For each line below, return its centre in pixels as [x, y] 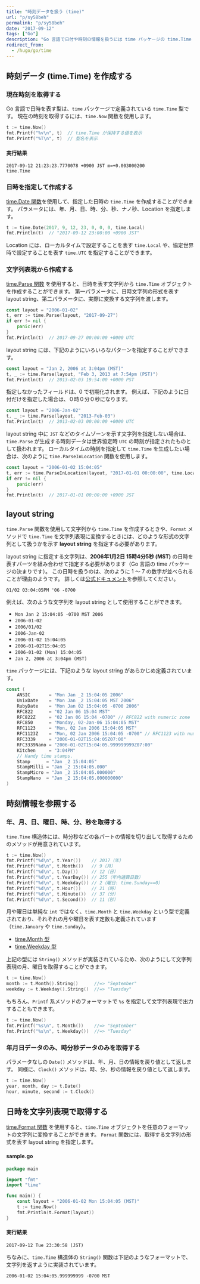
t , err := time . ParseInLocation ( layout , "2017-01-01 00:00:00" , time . [96, 473]
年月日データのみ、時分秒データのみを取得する [73, 1048]
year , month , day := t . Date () [44, 1086]
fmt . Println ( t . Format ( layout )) [56, 1212]
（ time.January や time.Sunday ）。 [48, 927]
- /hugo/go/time [32, 51]
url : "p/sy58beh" [28, 17]
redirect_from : [25, 45]
